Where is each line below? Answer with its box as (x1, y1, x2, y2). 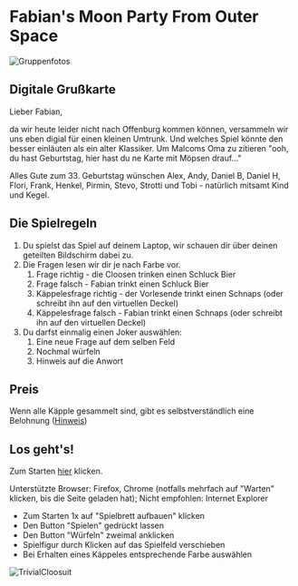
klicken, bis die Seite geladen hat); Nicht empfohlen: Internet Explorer (9, 493, 269, 504)
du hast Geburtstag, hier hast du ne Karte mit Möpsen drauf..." (9, 152, 242, 163)
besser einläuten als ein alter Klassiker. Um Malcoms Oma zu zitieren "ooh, (9, 142, 289, 153)
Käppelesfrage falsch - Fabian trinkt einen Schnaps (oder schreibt (35, 307, 284, 318)
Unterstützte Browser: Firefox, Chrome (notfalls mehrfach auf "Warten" (9, 483, 274, 494)
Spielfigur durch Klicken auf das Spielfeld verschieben (22, 540, 226, 551)
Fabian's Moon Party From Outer (9, 6, 260, 27)
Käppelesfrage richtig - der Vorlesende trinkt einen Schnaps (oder (35, 288, 284, 298)
